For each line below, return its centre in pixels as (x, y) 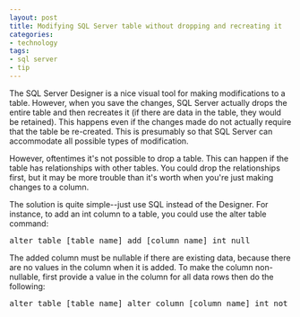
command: (29, 223)
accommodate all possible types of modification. (99, 141)
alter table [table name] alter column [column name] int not (149, 303)
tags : (19, 51)
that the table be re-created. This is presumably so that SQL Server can (141, 131)
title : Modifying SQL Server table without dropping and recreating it (146, 26)
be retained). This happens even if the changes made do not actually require (150, 121)
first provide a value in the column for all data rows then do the (158, 277)
